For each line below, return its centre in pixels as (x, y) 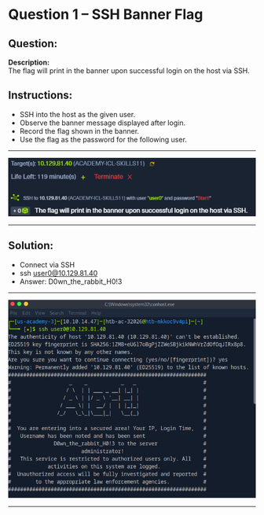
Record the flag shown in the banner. (79, 131)
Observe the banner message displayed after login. (103, 123)
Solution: (31, 246)
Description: (29, 62)
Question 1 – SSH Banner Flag (106, 15)
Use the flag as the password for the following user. (103, 139)
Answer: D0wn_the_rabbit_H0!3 (71, 281)
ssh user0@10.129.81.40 (59, 273)
